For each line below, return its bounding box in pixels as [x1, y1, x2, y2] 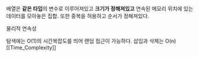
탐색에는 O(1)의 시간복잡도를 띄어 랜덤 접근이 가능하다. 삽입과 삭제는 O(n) [6, 38, 176, 44]
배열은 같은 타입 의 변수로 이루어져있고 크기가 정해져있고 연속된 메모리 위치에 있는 [6, 5, 194, 12]
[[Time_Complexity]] [6, 44, 57, 51]
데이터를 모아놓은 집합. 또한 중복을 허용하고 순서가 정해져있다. [6, 12, 150, 19]
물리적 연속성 [6, 25, 37, 32]
